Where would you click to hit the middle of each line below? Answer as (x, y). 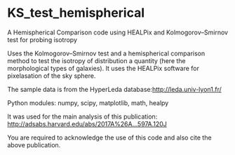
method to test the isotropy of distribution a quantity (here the (96, 60)
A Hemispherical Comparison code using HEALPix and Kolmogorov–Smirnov (118, 32)
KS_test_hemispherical (76, 13)
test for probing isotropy (42, 39)
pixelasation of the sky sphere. (52, 76)
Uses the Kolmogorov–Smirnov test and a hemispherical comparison (106, 53)
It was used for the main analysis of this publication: (82, 116)
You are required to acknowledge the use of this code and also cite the (109, 137)
